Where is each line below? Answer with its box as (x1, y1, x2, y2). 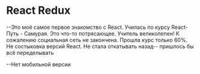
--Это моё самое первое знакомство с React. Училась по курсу (6, 23, 170, 31)
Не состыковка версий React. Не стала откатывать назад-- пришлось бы (6, 43, 194, 50)
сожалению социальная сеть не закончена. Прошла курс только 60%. (6, 36, 188, 43)
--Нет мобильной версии (6, 61, 71, 68)
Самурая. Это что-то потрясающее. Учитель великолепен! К (23, 29, 180, 37)
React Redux (6, 4, 71, 17)
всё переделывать (6, 49, 54, 56)
